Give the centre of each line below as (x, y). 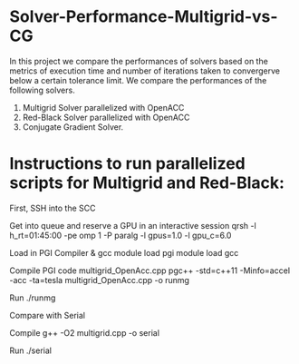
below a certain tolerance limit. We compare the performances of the (138, 80)
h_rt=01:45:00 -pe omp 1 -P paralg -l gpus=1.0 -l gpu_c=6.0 (121, 235)
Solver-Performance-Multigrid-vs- (144, 17)
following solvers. (42, 90)
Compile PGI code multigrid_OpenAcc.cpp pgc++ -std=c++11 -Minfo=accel (150, 271)
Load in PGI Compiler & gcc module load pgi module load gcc (124, 252)
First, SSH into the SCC (53, 208)
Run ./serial (31, 350)
